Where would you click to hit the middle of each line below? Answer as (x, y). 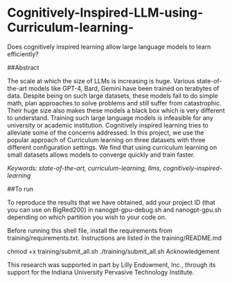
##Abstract (23, 67)
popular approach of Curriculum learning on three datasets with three (106, 139)
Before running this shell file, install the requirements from (90, 230)
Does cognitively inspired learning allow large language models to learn (109, 46)
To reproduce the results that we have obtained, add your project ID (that (111, 202)
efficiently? (23, 54)
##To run (20, 189)
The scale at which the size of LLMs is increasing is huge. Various (101, 80)
